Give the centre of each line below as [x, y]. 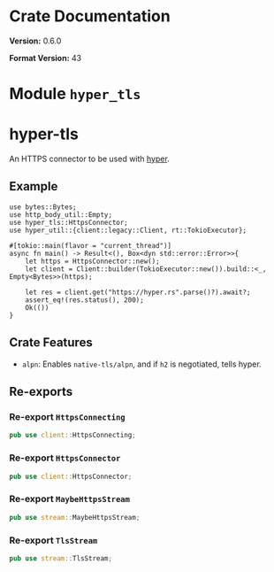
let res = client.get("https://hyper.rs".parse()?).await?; [138, 292]
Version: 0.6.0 [35, 41]
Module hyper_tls [75, 94]
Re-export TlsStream [53, 540]
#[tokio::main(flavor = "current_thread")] [91, 245]
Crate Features [51, 343]
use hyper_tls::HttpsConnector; [68, 222]
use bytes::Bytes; [43, 207]
